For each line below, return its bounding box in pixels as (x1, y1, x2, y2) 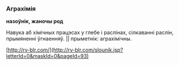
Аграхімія (6, 5, 36, 13)
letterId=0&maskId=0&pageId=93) (6, 53, 89, 60)
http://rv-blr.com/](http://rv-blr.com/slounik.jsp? (8, 46, 123, 53)
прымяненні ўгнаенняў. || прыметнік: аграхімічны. (6, 35, 132, 42)
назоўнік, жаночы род (6, 18, 64, 25)
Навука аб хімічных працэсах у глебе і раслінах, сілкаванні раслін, (6, 29, 174, 36)
